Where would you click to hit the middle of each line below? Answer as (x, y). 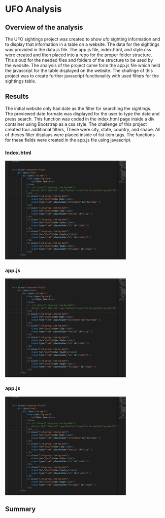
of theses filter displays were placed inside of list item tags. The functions (80, 135)
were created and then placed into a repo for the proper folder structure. (79, 55)
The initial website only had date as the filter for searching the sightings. (78, 108)
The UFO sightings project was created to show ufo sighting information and (83, 39)
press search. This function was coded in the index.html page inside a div (80, 119)
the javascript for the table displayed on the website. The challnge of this (79, 71)
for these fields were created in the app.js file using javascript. (68, 140)
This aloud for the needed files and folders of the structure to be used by (79, 60)
